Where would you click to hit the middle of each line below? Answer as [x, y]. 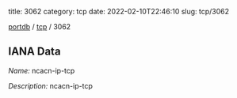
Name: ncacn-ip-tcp [42, 70]
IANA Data [34, 52]
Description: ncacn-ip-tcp [50, 85]
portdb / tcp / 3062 [40, 26]
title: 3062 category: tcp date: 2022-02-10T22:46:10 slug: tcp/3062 [119, 11]
